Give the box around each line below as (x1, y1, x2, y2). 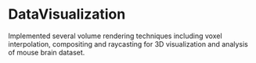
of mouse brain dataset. (8, 47, 85, 57)
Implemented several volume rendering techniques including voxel (8, 31, 222, 40)
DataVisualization (8, 5, 126, 23)
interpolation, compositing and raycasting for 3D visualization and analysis (8, 39, 248, 48)
